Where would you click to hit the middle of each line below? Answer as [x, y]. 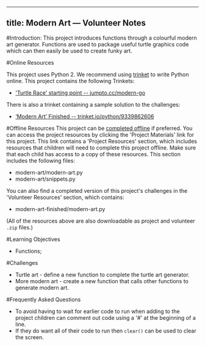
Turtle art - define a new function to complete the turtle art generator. [103, 275]
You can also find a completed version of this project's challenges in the [97, 190]
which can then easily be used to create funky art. [69, 51]
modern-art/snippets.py [45, 179]
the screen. [29, 337]
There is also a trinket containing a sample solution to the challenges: [93, 104]
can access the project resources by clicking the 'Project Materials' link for [100, 134]
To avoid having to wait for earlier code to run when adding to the [97, 311]
